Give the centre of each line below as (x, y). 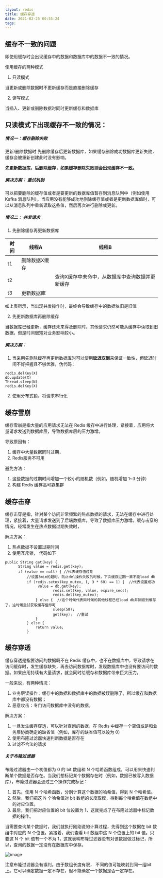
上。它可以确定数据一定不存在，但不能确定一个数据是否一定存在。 (71, 870)
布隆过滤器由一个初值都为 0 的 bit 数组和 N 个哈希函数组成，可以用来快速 (78, 769)
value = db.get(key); (59, 586)
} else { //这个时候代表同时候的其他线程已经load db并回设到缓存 (96, 600)
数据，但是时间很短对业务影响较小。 (41, 333)
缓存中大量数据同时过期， (38, 452)
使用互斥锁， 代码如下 (34, 553)
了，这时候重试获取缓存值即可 (30, 605)
